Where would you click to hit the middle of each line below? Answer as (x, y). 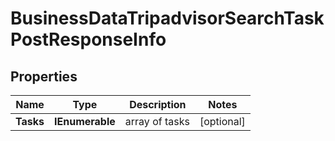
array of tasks (157, 121)
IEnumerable (85, 121)
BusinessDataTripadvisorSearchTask (167, 18)
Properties (44, 76)
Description (158, 104)
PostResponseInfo (88, 39)
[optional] (222, 121)
